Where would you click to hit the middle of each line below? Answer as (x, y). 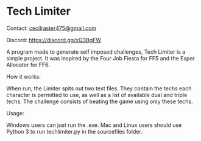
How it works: (24, 76)
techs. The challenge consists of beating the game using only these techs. (100, 101)
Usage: (15, 113)
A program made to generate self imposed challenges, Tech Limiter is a (96, 52)
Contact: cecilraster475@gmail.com (51, 28)
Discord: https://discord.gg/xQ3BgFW (54, 40)
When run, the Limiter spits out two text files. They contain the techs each (99, 88)
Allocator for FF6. (28, 65)
